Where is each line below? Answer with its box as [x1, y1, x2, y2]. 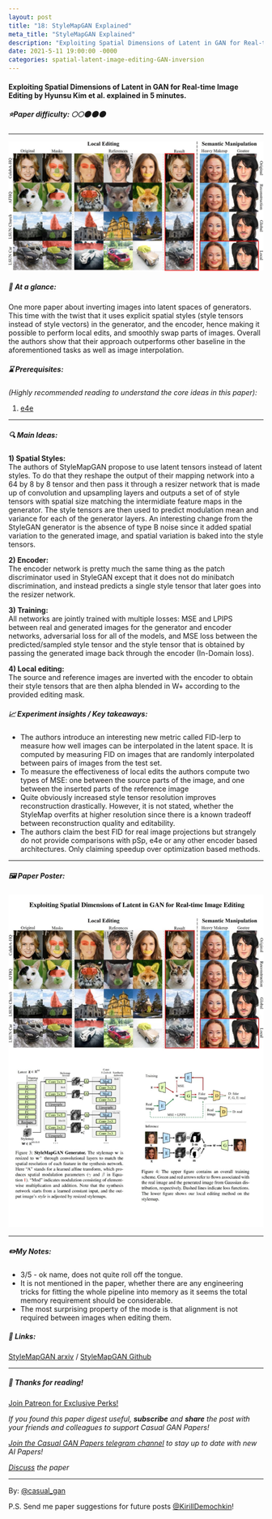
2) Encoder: [8, 555, 49, 565]
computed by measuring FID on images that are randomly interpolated [19, 750, 255, 759]
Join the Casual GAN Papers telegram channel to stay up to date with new [8, 1438, 257, 1448]
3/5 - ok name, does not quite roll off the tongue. [19, 1270, 184, 1279]
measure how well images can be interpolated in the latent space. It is [19, 741, 253, 751]
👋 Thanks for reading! [8, 1377, 83, 1388]
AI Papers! [8, 1446, 44, 1457]
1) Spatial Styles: [8, 453, 66, 463]
